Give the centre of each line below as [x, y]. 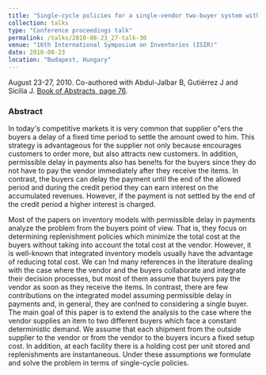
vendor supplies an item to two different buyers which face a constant [122, 321]
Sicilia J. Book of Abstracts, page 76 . [68, 90]
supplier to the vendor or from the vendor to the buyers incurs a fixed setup [131, 338]
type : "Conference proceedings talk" [70, 30]
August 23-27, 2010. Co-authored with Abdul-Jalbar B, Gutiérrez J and [123, 82]
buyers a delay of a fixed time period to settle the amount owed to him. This [131, 137]
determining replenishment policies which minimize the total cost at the [124, 237]
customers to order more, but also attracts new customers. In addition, [123, 154]
